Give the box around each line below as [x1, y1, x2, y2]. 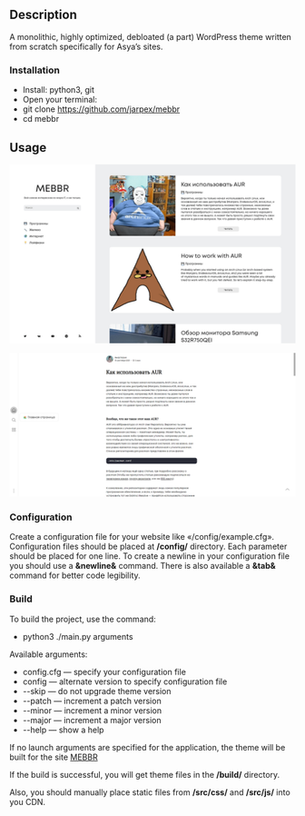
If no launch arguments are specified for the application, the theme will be [9, 741, 286, 752]
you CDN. [9, 796, 46, 807]
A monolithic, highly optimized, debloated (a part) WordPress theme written [9, 31, 292, 42]
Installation [9, 64, 61, 76]
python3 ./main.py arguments [22, 631, 133, 642]
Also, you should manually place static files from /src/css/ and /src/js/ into [9, 786, 290, 798]
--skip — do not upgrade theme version [22, 685, 172, 696]
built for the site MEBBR [9, 751, 98, 762]
